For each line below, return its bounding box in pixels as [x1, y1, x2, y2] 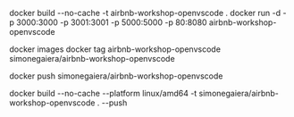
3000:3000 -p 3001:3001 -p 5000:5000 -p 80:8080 [16, 17, 207, 28]
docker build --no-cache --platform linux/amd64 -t [9, 88, 197, 98]
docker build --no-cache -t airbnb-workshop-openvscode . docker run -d [9, 8, 281, 18]
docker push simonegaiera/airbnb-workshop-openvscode [9, 71, 223, 81]
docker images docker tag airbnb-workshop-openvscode [9, 44, 222, 54]
